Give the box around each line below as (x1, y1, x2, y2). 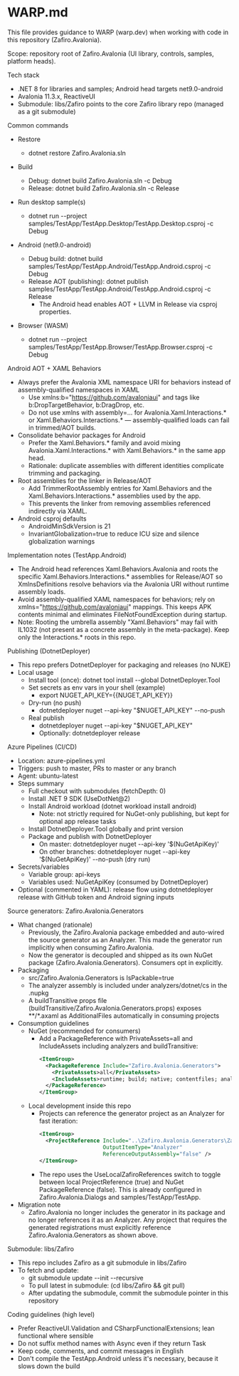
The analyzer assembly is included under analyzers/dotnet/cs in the (28, 981, 228, 989)
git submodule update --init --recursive (28, 1273, 144, 1282)
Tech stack (7, 71, 40, 79)
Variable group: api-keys (28, 870, 101, 878)
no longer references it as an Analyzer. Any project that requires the (28, 1216, 228, 1224)
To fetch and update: (17, 1265, 80, 1274)
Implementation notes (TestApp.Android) (7, 551, 127, 559)
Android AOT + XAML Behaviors (7, 364, 102, 372)
